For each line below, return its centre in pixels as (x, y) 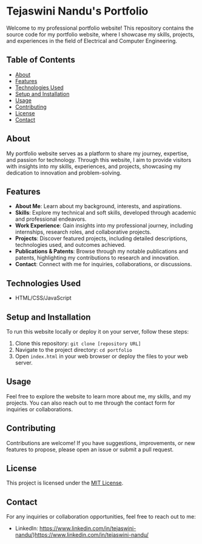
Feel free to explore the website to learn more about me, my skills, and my (99, 396)
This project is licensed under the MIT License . (65, 483)
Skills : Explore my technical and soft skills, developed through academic (106, 213)
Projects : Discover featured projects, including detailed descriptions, (101, 238)
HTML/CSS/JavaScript (43, 298)
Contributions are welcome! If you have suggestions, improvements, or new (101, 443)
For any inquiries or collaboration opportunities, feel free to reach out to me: (101, 517)
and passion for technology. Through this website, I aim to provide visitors (99, 160)
